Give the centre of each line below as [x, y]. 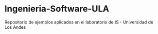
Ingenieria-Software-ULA [57, 9]
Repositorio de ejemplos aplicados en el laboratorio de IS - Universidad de [79, 22]
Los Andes [15, 27]
